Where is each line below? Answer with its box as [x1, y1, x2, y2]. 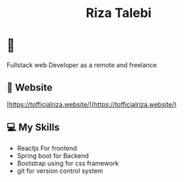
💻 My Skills [6, 122, 60, 134]
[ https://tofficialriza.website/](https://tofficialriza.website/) [6, 100, 177, 108]
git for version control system [16, 166, 104, 175]
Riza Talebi [85, 5, 152, 21]
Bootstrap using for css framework [16, 159, 119, 167]
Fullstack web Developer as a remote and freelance [6, 61, 157, 69]
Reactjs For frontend [16, 144, 77, 152]
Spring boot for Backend [16, 151, 90, 160]
